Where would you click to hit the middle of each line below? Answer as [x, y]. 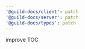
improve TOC [22, 40]
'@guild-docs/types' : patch [41, 23]
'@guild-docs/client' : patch [42, 12]
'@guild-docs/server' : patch [42, 17]
